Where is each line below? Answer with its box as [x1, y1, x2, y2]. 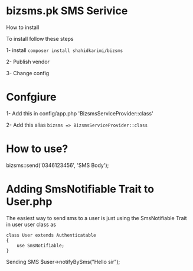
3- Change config [6, 69, 50, 76]
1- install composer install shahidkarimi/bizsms [6, 46, 123, 54]
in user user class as [6, 221, 56, 228]
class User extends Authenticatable [6, 232, 96, 238]
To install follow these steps [6, 35, 74, 42]
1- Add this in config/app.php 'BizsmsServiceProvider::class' [6, 109, 153, 117]
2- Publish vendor [6, 58, 50, 65]
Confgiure [6, 91, 57, 104]
